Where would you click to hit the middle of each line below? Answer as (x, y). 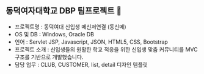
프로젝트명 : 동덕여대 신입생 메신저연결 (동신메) (70, 27)
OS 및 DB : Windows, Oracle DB (54, 34)
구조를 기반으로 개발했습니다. (49, 57)
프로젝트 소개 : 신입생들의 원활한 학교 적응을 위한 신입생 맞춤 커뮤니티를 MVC (106, 49)
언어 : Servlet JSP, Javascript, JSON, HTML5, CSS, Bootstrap (91, 42)
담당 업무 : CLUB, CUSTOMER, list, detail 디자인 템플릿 (81, 64)
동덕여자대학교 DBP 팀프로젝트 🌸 (64, 11)
